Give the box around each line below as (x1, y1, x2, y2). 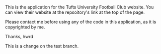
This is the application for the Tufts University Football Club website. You (5, 4, 154, 10)
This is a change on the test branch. (5, 43, 79, 49)
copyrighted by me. (5, 24, 45, 30)
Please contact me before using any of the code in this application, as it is (5, 19, 157, 25)
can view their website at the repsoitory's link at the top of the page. (5, 9, 145, 15)
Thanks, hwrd (5, 34, 33, 39)
